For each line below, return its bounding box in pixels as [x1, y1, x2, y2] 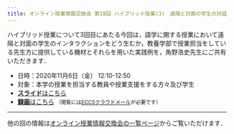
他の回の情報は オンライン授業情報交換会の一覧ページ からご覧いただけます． [7, 119, 227, 127]
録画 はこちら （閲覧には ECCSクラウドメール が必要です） [17, 97, 162, 105]
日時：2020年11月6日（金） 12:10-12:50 [17, 71, 131, 80]
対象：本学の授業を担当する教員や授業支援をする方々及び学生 [17, 80, 195, 88]
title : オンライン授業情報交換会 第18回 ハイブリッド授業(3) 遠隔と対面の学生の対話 [7, 10, 228, 17]
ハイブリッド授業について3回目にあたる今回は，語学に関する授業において [7, 30, 218, 38]
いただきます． [7, 57, 50, 65]
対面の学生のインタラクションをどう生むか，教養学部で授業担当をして [19, 39, 221, 47]
